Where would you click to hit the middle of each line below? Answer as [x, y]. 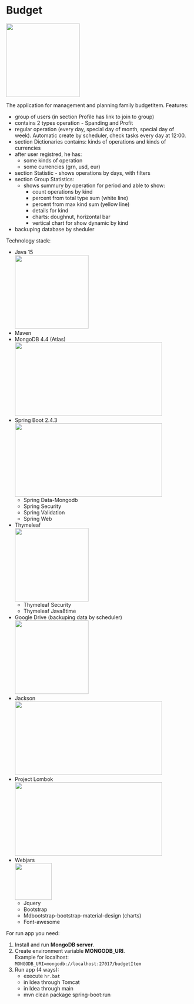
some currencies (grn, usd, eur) [62, 167]
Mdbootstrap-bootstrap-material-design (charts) [82, 915]
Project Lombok [34, 779]
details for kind [50, 210]
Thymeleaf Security [47, 604]
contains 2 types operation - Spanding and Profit [74, 123]
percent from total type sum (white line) [80, 198]
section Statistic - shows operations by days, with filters [83, 173]
